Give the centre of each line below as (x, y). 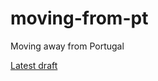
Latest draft (34, 65)
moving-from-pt (79, 18)
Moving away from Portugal (67, 46)
